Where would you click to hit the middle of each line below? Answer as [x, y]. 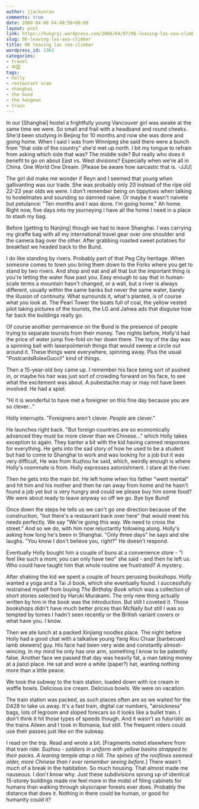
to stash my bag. [27, 216]
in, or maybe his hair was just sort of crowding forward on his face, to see [96, 376]
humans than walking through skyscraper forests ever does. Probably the [96, 787]
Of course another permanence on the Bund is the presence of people [92, 326]
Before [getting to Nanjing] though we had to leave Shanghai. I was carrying [99, 228]
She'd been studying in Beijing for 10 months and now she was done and [95, 135]
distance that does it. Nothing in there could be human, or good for [88, 793]
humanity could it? [29, 799]
